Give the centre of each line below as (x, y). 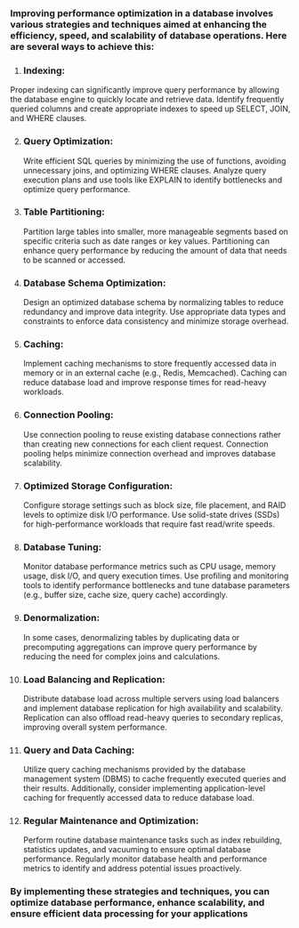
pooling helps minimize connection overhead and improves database (149, 453)
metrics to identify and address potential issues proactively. (133, 868)
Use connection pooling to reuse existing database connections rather (152, 434)
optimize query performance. (77, 189)
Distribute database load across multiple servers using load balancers (151, 698)
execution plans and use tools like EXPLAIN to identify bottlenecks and (153, 180)
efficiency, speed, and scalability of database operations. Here (149, 36)
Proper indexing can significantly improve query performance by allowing (145, 90)
